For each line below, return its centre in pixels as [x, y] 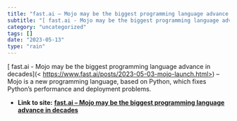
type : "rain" [26, 46]
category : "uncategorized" [47, 27]
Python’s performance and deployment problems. [79, 89]
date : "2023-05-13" [36, 40]
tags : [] [20, 33]
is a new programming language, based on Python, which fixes [115, 81]
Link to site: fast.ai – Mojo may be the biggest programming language [121, 102]
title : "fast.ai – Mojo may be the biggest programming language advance [118, 14]
